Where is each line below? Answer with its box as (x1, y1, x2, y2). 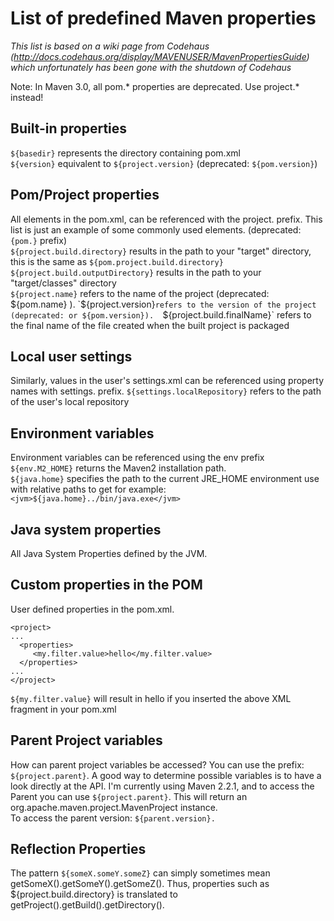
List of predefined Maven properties (10, 7, 317, 30)
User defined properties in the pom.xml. (10, 603, 175, 615)
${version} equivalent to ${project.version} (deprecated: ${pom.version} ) (10, 157, 318, 169)
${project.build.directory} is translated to (10, 888, 178, 901)
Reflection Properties (10, 841, 147, 858)
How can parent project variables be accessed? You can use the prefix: (10, 758, 305, 771)
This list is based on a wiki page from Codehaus (10, 40, 210, 52)
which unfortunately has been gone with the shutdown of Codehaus (10, 61, 292, 73)
